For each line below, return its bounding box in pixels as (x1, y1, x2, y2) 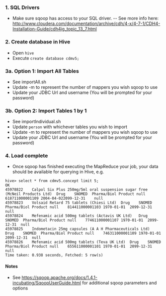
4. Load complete (5, 152, 48, 159)
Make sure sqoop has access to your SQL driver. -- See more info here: (12, 15, 159, 21)
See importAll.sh (12, 79, 46, 85)
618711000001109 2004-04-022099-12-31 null (5, 196, 103, 201)
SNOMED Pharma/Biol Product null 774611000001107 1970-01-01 (5, 218, 143, 223)
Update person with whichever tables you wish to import (12, 124, 128, 130)
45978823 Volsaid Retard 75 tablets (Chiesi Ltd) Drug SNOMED (5, 200, 153, 206)
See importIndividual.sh (12, 119, 61, 125)
